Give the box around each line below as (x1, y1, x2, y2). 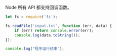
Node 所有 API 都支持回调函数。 (5, 4, 72, 10)
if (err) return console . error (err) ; (14, 28, 94, 33)
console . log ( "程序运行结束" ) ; (5, 46, 64, 51)
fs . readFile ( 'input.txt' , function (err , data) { (5, 23, 112, 28)
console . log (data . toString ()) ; (14, 32, 81, 37)
